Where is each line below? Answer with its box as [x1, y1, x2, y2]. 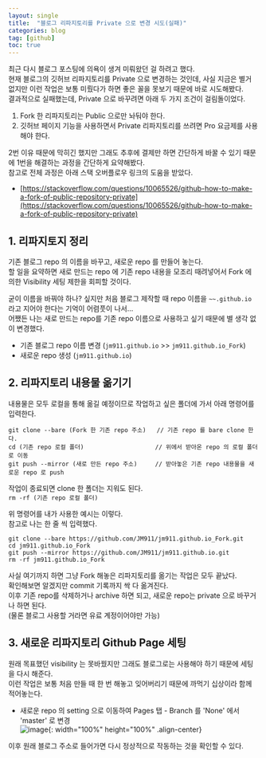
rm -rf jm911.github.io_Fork [8, 556, 105, 564]
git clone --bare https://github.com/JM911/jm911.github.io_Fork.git [8, 535, 244, 543]
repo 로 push [22, 468, 65, 477]
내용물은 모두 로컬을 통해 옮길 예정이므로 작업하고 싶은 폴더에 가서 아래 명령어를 [8, 399, 255, 408]
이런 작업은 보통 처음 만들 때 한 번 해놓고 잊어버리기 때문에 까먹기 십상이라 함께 [8, 678, 252, 688]
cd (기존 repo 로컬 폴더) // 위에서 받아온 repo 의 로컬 [8, 443, 244, 451]
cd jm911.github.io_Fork [8, 541, 91, 550]
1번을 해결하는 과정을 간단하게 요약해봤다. [16, 158, 146, 167]
